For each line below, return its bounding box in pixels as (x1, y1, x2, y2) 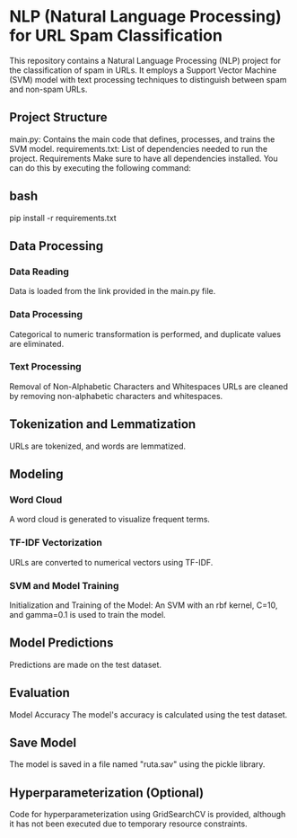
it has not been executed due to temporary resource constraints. (9, 818, 249, 829)
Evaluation (9, 685, 70, 700)
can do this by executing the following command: (9, 162, 191, 173)
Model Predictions (9, 636, 114, 651)
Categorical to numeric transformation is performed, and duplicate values (9, 328, 281, 339)
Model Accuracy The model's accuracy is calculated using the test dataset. (9, 709, 288, 720)
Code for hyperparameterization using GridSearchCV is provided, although (9, 809, 286, 820)
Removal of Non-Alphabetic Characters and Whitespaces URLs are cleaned (9, 380, 289, 392)
